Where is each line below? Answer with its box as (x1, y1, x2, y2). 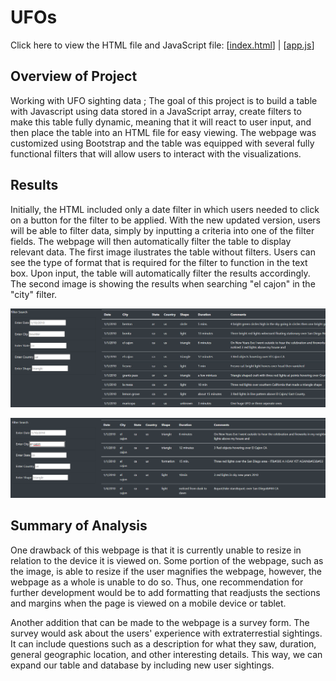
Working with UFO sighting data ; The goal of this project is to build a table (10, 94, 318, 106)
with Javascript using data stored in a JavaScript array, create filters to (10, 105, 302, 117)
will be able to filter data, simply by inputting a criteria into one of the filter (10, 224, 315, 236)
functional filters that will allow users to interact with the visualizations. (10, 147, 302, 160)
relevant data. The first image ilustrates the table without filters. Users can (10, 246, 316, 258)
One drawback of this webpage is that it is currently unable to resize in (10, 544, 302, 556)
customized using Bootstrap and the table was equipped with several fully (10, 137, 315, 149)
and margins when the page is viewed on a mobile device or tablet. (10, 597, 287, 609)
